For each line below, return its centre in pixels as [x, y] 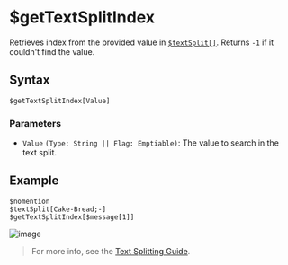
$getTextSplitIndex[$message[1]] [72, 217]
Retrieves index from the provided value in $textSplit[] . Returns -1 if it [142, 42]
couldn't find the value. [52, 51]
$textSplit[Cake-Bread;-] [58, 209]
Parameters [35, 123]
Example [34, 181]
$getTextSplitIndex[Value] [60, 101]
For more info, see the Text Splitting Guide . [111, 251]
